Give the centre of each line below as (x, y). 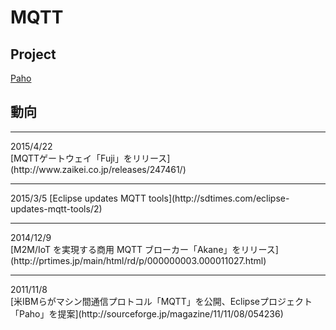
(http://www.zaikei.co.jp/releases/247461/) (98, 169)
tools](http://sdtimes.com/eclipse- (219, 198)
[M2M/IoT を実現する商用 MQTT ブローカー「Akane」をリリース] (144, 249)
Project (33, 54)
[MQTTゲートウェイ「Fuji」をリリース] (90, 158)
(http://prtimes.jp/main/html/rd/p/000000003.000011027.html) (138, 260)
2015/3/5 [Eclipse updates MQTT (78, 198)
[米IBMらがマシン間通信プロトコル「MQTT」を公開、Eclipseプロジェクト (161, 301)
